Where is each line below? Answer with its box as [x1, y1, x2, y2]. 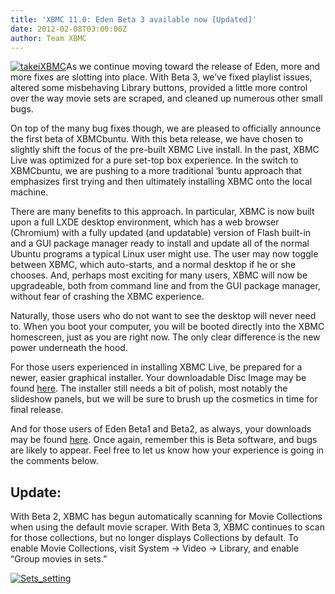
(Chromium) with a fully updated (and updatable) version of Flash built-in [10, 227, 312, 239]
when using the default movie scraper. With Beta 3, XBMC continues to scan [10, 521, 325, 533]
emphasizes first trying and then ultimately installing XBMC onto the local [10, 176, 313, 188]
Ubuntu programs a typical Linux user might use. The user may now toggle [10, 248, 319, 260]
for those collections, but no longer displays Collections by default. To [10, 532, 299, 544]
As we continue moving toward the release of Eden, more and [66, 61, 321, 73]
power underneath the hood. [10, 342, 128, 354]
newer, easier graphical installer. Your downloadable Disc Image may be [10, 372, 307, 384]
